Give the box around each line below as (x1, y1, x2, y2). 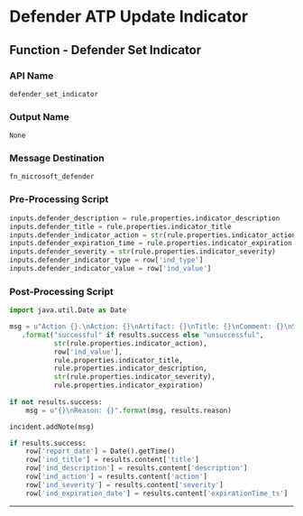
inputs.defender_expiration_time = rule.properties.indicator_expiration (9, 239, 293, 248)
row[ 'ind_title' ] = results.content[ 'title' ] (25, 456, 200, 465)
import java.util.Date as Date (9, 306, 127, 315)
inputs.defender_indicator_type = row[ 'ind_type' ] (9, 255, 204, 265)
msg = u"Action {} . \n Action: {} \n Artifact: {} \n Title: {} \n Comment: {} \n (9, 322, 293, 331)
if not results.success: (9, 397, 103, 407)
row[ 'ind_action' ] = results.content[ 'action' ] (25, 472, 207, 482)
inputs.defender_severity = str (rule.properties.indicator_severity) (9, 247, 277, 256)
